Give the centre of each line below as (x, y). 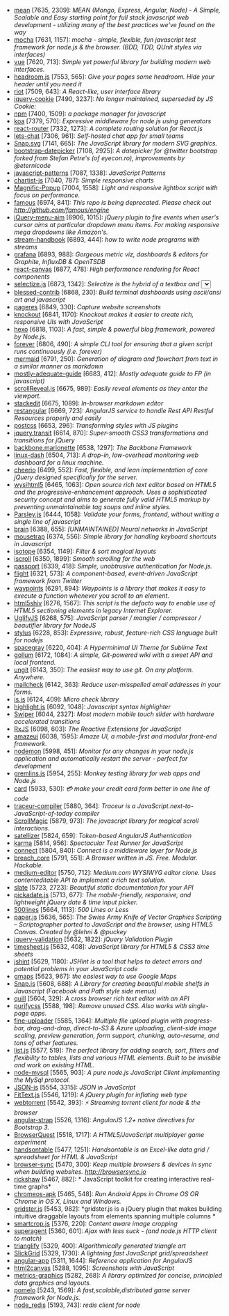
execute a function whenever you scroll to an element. (92, 596)
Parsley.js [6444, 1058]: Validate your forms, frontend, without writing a (117, 514)
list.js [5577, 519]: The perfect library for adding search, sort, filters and (116, 1050)
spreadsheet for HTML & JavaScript (66, 1157)
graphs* (40, 1186)
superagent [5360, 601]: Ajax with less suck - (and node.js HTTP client (115, 1231)
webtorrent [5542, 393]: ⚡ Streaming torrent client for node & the (107, 1102)
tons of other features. (46, 1043)
